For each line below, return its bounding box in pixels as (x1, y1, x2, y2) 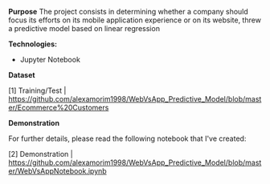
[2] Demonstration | (8, 150, 74, 158)
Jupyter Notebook (19, 55, 80, 64)
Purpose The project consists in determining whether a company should (8, 7, 249, 16)
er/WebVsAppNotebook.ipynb (8, 166, 107, 175)
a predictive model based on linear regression (8, 24, 161, 33)
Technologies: (8, 39, 58, 49)
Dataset (8, 70, 35, 79)
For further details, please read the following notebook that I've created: (8, 134, 247, 143)
